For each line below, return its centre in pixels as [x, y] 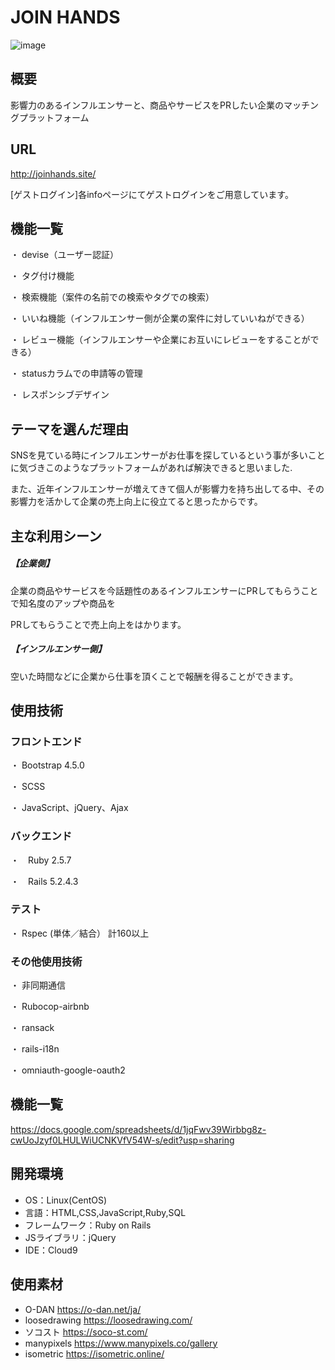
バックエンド [41, 836]
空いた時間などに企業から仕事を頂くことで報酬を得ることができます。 [154, 676]
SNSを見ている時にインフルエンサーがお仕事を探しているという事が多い [159, 455]
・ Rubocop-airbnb [50, 1007]
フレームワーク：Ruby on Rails [88, 1225]
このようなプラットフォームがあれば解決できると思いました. [168, 468]
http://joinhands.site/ [53, 173]
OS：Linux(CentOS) [66, 1200]
